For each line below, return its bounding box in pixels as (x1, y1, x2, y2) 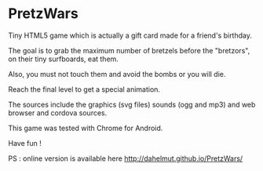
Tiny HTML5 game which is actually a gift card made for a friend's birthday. (8, 31, 253, 40)
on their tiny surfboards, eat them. (8, 54, 119, 64)
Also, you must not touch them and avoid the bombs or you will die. (8, 69, 226, 78)
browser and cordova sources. (8, 107, 108, 118)
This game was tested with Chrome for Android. (8, 123, 163, 133)
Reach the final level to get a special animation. (8, 84, 161, 94)
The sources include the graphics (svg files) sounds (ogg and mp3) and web (8, 100, 256, 109)
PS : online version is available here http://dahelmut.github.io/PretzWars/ (8, 154, 243, 163)
